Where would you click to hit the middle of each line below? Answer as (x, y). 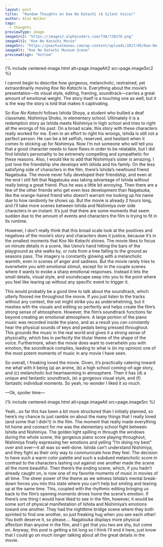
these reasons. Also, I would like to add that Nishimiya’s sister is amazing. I (80, 159)
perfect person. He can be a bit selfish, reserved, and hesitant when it (75, 139)
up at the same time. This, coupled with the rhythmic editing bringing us (77, 489)
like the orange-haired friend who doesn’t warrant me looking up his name (79, 195)
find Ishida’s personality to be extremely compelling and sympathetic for (77, 154)
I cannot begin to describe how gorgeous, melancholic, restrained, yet (75, 83)
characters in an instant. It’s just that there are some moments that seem (77, 211)
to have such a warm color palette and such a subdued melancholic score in (81, 458)
